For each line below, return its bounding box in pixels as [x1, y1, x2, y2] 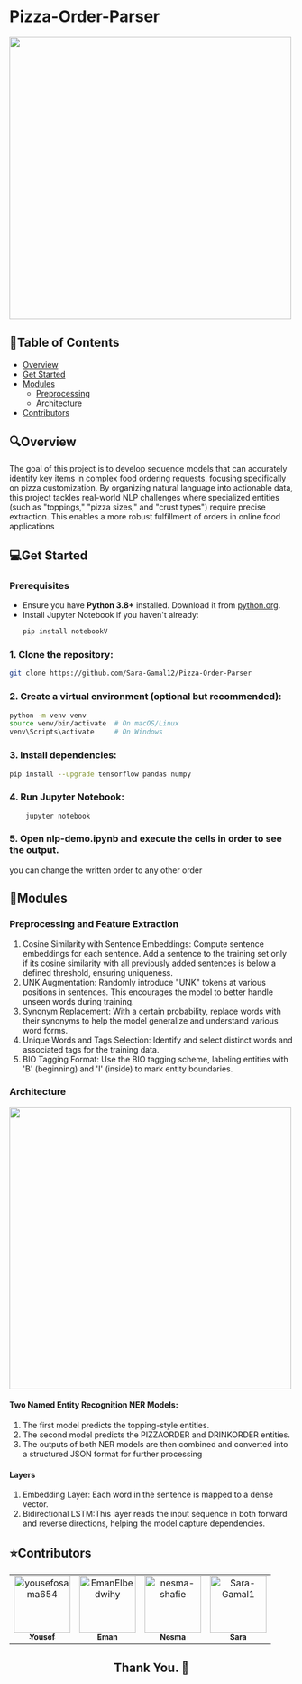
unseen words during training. [22, 996, 134, 1006]
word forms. [22, 1024, 69, 1035]
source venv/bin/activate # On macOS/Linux [9, 719, 179, 728]
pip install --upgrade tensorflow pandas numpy [9, 770, 192, 779]
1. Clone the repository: [9, 649, 114, 661]
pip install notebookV [22, 627, 108, 636]
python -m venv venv [9, 711, 87, 720]
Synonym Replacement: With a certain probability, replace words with [22, 1006, 281, 1016]
